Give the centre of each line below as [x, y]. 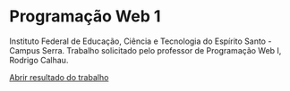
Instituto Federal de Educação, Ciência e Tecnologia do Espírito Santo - [141, 41]
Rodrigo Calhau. [39, 60]
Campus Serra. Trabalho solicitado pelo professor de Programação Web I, [145, 50]
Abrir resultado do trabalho [59, 77]
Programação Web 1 [85, 17]
